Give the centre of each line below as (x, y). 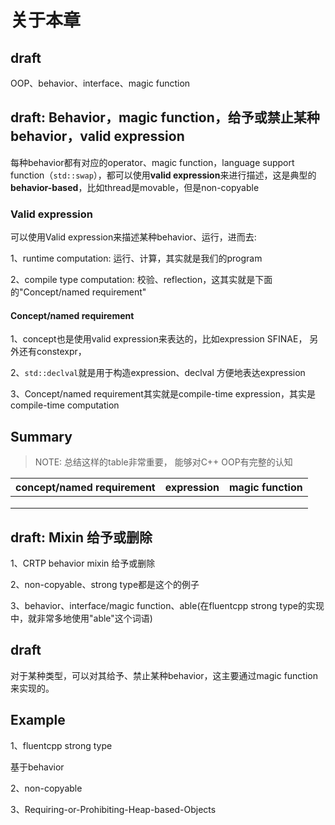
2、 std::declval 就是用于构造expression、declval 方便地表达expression (158, 373)
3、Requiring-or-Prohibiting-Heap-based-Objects (113, 809)
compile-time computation (65, 405)
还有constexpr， (52, 352)
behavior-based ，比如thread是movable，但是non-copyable (135, 187)
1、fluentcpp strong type (61, 745)
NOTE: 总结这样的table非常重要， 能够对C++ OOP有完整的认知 (163, 462)
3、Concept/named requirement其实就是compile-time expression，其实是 (163, 394)
